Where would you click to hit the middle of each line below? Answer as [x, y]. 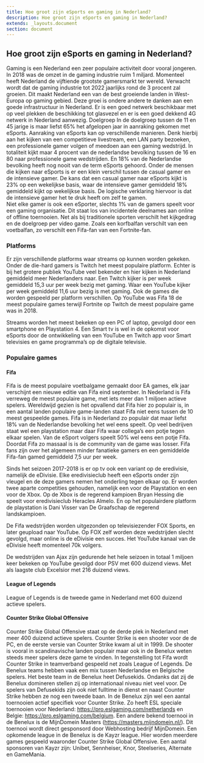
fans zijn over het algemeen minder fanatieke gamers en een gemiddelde [98, 451]
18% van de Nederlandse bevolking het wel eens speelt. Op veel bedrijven [100, 424]
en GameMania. [26, 754]
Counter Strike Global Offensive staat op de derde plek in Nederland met [97, 631]
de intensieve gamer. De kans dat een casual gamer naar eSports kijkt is [97, 178]
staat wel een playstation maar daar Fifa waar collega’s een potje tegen [95, 431]
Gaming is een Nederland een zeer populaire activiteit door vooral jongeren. [101, 68]
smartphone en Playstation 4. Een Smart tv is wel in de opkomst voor [93, 329]
